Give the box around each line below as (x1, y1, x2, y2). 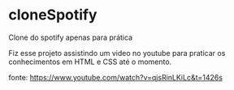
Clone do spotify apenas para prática (8, 32, 132, 42)
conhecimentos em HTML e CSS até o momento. (8, 57, 172, 66)
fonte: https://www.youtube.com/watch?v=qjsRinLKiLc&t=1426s (8, 72, 223, 82)
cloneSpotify (8, 6, 97, 24)
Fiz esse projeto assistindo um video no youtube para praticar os (8, 48, 226, 58)
